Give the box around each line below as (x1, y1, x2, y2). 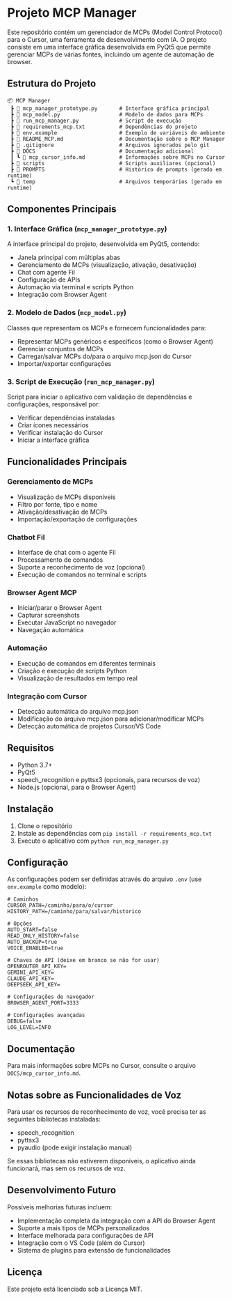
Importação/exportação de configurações (17, 514, 138, 523)
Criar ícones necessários (17, 421, 89, 429)
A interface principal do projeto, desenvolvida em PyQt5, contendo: (7, 240, 200, 248)
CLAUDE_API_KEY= (7, 975, 54, 982)
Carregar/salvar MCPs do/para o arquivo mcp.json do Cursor (17, 352, 192, 360)
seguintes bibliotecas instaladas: (7, 1115, 101, 1123)
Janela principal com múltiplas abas (17, 253, 120, 262)
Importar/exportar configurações (17, 359, 112, 367)
